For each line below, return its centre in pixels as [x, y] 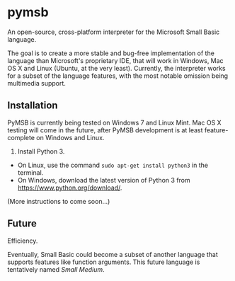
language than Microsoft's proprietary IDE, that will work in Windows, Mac [116, 60]
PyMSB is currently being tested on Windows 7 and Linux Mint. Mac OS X [114, 122]
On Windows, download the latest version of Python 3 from [104, 180]
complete [21, 137]
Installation [33, 106]
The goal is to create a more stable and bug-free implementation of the [111, 53]
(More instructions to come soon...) [59, 201]
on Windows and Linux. [70, 137]
